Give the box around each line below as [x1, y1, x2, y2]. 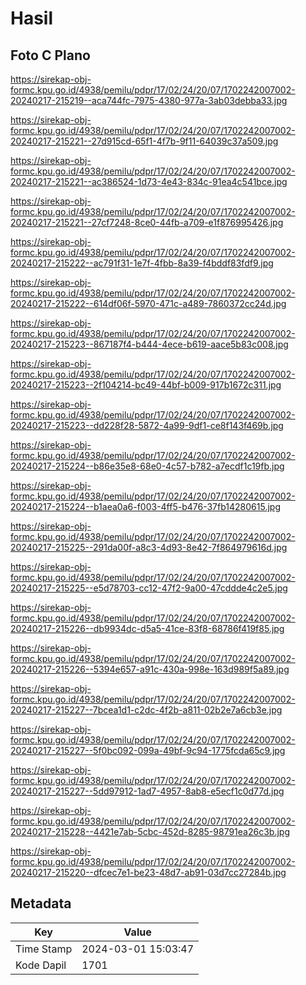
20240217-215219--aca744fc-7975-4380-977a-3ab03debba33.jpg [10, 95, 288, 106]
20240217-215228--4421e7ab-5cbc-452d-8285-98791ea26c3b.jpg [10, 826, 290, 837]
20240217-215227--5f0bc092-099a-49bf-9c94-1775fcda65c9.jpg [10, 745, 286, 756]
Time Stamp [15, 942, 73, 956]
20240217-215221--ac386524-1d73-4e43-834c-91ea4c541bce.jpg [10, 176, 288, 187]
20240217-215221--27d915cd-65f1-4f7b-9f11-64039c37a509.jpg [10, 135, 279, 147]
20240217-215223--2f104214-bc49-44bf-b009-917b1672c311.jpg [10, 379, 282, 391]
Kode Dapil [15, 958, 67, 972]
